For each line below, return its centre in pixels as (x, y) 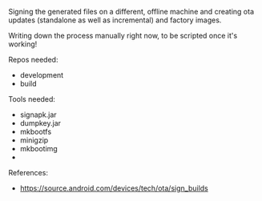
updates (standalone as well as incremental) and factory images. (115, 20)
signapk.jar (38, 115)
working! (23, 44)
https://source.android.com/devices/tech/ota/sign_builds (114, 188)
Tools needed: (32, 99)
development (42, 75)
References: (28, 173)
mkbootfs (36, 132)
